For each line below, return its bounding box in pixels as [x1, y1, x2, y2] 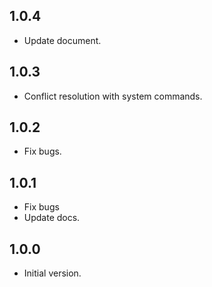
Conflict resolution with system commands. [23, 90, 203, 102]
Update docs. [23, 212, 81, 224]
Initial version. [23, 267, 82, 279]
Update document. [23, 34, 102, 46]
